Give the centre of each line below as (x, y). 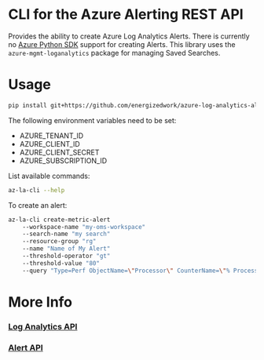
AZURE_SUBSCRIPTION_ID (63, 160)
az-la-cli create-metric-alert (59, 220)
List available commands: (49, 176)
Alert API (26, 347)
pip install (27, 105)
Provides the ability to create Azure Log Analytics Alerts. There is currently (129, 36)
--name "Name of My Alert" (66, 249)
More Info (40, 302)
